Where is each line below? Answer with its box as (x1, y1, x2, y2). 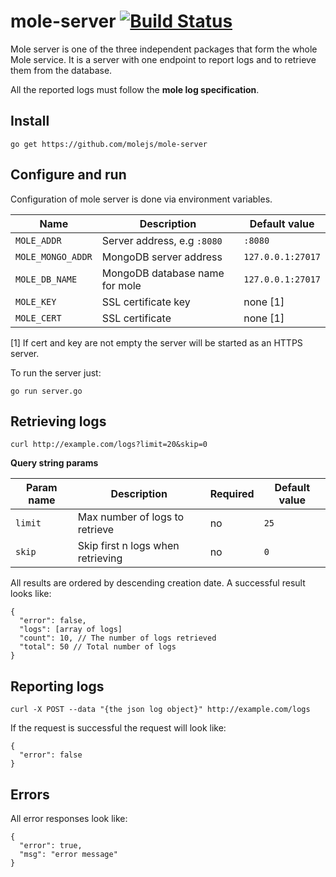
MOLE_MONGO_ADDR (15, 251, 93, 262)
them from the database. (10, 64, 113, 76)
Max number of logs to (77, 510, 185, 524)
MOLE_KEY (15, 296, 57, 307)
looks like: (10, 588, 52, 600)
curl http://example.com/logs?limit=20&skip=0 (10, 440, 208, 450)
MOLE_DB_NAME (15, 273, 78, 285)
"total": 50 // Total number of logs (19, 642, 177, 652)
